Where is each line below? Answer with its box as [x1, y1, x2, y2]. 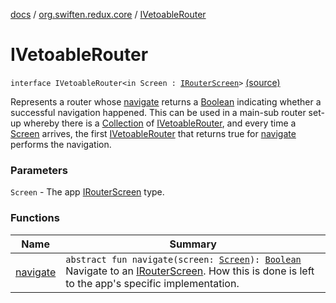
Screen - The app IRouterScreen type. [10, 186, 165, 198]
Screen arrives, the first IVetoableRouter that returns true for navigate [10, 127, 297, 139]
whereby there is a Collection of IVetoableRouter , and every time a [23, 117, 297, 129]
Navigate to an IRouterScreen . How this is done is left [65, 264, 315, 278]
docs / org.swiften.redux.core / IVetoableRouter [10, 9, 207, 20]
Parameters [10, 163, 68, 177]
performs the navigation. [10, 138, 112, 150]
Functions [10, 211, 60, 225]
